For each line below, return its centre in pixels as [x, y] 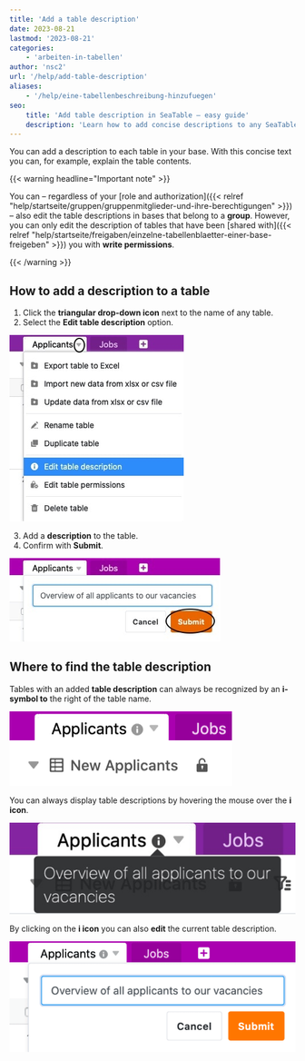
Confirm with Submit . [63, 546]
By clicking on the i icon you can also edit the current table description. [143, 928]
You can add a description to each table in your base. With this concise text [151, 152]
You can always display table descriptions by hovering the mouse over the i [151, 800]
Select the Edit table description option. [98, 322]
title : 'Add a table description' [75, 19]
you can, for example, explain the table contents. [101, 161]
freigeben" [30, 244]
